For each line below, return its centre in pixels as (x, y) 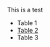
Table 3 (28, 37)
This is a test (25, 10)
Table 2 (28, 30)
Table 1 (27, 23)
